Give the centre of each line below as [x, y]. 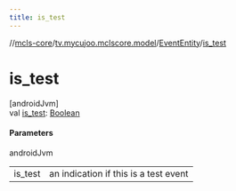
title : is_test [37, 17]
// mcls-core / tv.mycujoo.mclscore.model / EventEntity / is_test [118, 43]
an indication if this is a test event [118, 173]
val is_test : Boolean [45, 113]
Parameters [31, 133]
